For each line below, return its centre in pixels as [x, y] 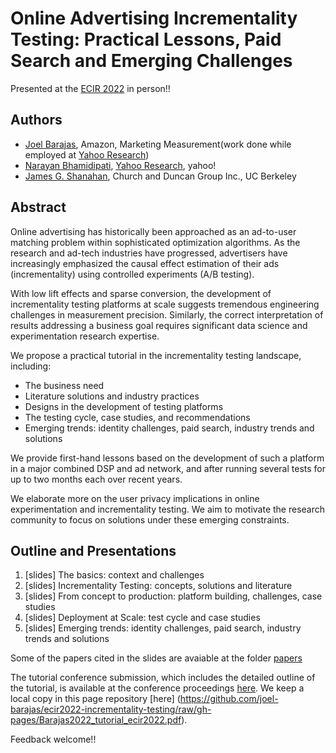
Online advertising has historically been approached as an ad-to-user [153, 231]
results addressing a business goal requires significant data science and [159, 325]
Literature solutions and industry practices [112, 396]
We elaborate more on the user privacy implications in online [135, 498]
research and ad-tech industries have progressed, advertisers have [149, 253]
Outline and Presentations [93, 550]
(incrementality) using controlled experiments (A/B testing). [132, 274]
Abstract [38, 207]
